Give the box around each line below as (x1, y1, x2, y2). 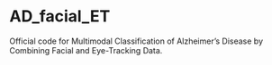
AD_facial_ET (9, 6, 111, 27)
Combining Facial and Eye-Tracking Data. (9, 45, 163, 55)
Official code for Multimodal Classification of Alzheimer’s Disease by (9, 36, 264, 46)
